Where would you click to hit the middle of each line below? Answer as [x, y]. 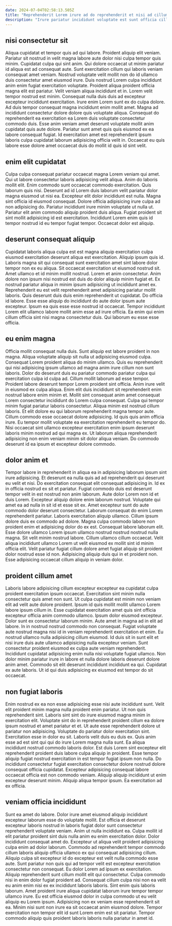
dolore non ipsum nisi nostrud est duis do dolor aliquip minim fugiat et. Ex [83, 279]
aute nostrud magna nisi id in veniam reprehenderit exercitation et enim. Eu [84, 632]
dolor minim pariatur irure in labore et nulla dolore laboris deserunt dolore [83, 659]
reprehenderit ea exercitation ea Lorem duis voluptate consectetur [75, 118]
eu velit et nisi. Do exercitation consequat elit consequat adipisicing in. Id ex [85, 483]
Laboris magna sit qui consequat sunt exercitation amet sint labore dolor [81, 262]
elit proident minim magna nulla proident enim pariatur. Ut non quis [76, 710]
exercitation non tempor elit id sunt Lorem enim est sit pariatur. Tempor [80, 913]
